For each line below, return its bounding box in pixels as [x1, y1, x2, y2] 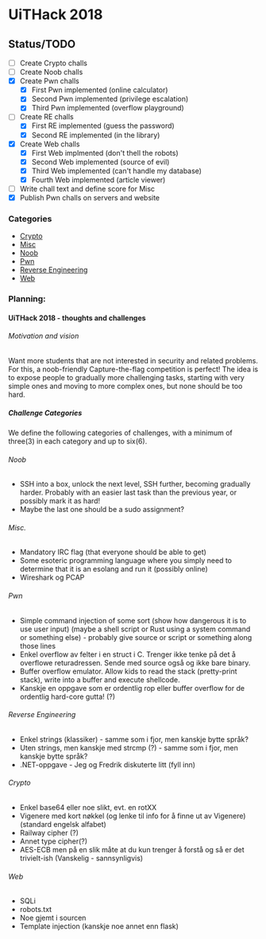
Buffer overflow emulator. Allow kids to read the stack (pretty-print [19, 666, 237, 676]
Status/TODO [8, 37, 76, 51]
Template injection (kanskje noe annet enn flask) [19, 922, 179, 931]
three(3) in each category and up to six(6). [8, 436, 148, 446]
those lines [19, 641, 56, 650]
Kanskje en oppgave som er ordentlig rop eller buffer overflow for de [19, 683, 245, 693]
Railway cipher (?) [19, 828, 79, 837]
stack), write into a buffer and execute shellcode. [19, 674, 180, 685]
